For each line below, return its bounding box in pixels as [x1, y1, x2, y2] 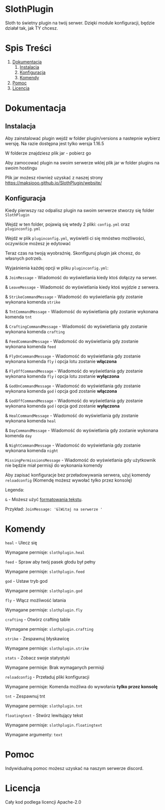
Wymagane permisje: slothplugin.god [5, 588, 83, 594]
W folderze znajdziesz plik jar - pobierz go [5, 150, 91, 156]
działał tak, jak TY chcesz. [5, 25, 58, 31]
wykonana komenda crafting [5, 328, 65, 335]
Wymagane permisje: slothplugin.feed [5, 568, 85, 574]
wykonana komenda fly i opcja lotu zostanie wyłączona [5, 373, 120, 379]
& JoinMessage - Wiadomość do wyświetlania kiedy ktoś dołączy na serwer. [5, 274, 158, 280]
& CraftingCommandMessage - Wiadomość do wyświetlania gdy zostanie [5, 323, 148, 329]
